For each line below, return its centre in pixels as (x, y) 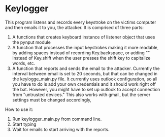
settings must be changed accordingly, (52, 100)
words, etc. (24, 63)
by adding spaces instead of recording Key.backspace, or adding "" (81, 53)
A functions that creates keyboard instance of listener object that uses (83, 37)
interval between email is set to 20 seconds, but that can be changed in (85, 73)
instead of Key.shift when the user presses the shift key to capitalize (81, 58)
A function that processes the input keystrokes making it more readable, (85, 47)
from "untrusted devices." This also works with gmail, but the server (81, 95)
